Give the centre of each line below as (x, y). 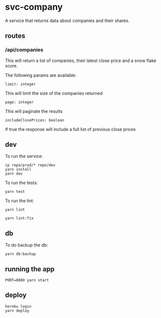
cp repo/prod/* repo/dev (30, 165)
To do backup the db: (27, 245)
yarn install (18, 170)
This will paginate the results (34, 111)
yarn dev (14, 174)
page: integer (20, 102)
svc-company (34, 7)
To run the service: (24, 156)
